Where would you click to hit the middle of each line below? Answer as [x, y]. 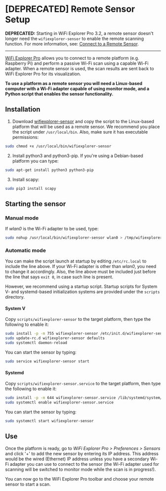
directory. [15, 297]
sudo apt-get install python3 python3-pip [49, 170]
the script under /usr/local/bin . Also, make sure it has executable [80, 132]
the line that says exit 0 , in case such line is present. [59, 277]
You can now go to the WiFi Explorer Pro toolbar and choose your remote [80, 479]
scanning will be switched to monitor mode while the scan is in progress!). [81, 469]
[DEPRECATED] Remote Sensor [70, 9]
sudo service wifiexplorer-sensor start [47, 361]
